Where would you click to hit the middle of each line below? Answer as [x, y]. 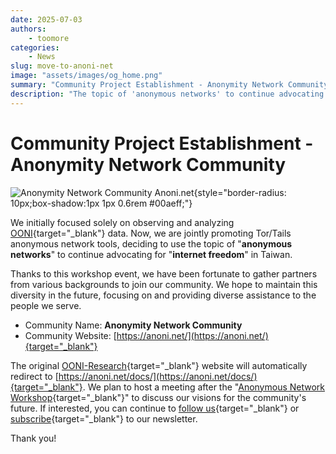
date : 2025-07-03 [46, 19]
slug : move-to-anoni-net [62, 66]
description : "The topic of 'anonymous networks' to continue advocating [167, 94]
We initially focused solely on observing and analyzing [122, 222]
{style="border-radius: [240, 192]
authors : [28, 29]
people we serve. [46, 305]
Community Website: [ [70, 335]
